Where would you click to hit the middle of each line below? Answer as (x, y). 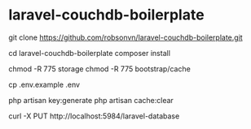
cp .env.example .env (44, 84)
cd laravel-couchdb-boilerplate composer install (90, 53)
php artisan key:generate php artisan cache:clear (91, 100)
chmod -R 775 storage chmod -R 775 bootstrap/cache (100, 69)
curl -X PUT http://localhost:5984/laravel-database (94, 116)
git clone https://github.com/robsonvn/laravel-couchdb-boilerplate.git (125, 37)
